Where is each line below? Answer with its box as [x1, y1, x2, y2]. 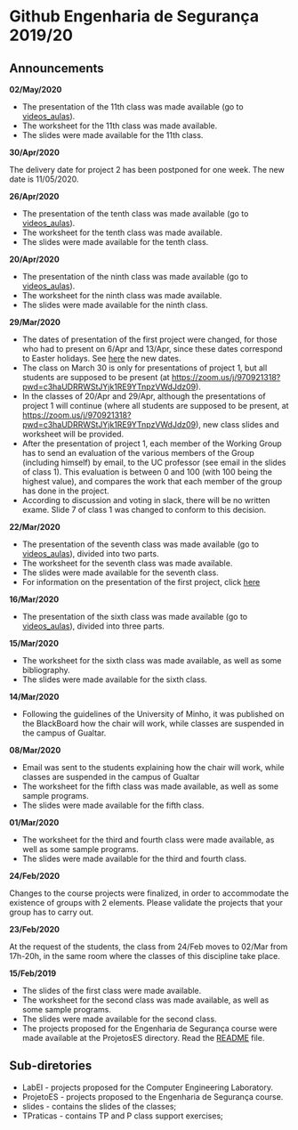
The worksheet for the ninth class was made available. [21, 290, 222, 300]
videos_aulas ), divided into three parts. [21, 621, 165, 631]
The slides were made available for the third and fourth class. [21, 853, 247, 864]
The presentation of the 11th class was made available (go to [21, 102, 244, 112]
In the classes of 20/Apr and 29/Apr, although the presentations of [21, 391, 266, 402]
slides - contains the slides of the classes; [21, 1101, 177, 1111]
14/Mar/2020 [9, 692, 60, 702]
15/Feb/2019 [9, 968, 56, 979]
